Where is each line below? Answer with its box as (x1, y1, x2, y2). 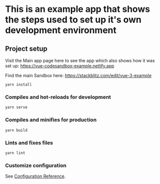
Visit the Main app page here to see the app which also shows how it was (5, 58, 155, 63)
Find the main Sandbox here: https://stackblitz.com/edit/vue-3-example (5, 73, 152, 78)
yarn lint (5, 150, 26, 155)
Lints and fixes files (5, 139, 53, 146)
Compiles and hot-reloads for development (5, 93, 111, 100)
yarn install (5, 82, 32, 87)
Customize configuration (5, 162, 67, 169)
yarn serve (5, 105, 28, 110)
